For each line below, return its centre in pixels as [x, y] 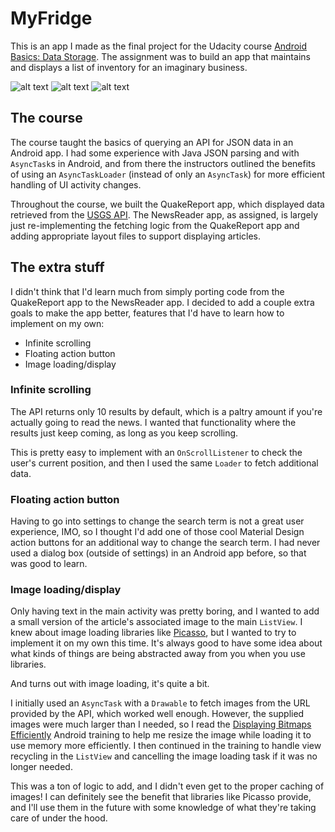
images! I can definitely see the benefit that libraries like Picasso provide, [161, 797]
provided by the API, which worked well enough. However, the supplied [157, 714]
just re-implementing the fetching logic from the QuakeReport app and [155, 225]
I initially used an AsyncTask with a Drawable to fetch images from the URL [160, 703]
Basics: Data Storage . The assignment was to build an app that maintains [160, 56]
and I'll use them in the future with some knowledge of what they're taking [163, 808]
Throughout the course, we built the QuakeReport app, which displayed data [167, 204]
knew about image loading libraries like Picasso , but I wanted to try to [153, 633]
